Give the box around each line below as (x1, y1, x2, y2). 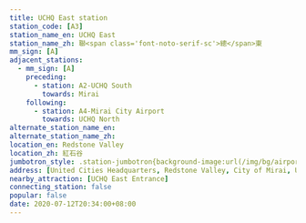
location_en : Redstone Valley (9, 140, 125, 149)
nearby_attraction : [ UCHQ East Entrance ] (9, 174, 169, 183)
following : (25, 97, 67, 107)
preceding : (25, 73, 67, 82)
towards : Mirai (42, 89, 100, 98)
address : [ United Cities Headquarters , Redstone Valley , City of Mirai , (9, 166, 291, 175)
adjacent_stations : (9, 56, 84, 65)
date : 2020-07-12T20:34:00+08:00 (9, 199, 137, 209)
